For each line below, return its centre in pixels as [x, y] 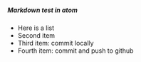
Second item [36, 35]
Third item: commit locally [56, 43]
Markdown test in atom [43, 10]
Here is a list [36, 28]
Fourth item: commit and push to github [75, 51]
